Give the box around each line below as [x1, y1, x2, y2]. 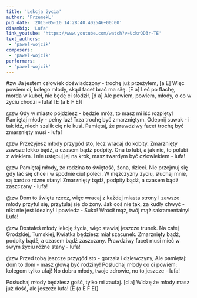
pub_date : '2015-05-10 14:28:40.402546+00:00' [6, 19, 122, 25]
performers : [6, 58, 35, 64]
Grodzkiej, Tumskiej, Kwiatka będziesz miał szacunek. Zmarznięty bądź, [6, 231, 181, 238]
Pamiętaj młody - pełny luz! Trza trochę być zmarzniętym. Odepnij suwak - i [6, 116, 190, 123]
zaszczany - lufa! [6, 183, 48, 190]
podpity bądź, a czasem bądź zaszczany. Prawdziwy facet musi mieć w [6, 237, 181, 244]
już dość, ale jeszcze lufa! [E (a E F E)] [6, 285, 99, 292]
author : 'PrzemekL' [6, 14, 54, 20]
